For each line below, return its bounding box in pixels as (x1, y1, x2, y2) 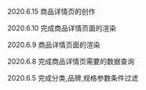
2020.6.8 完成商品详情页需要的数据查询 (7, 57, 135, 66)
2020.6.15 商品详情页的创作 (7, 7, 96, 16)
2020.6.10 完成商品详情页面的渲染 (7, 23, 117, 33)
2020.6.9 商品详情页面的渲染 (7, 40, 100, 49)
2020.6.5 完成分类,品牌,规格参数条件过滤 (7, 74, 139, 82)
